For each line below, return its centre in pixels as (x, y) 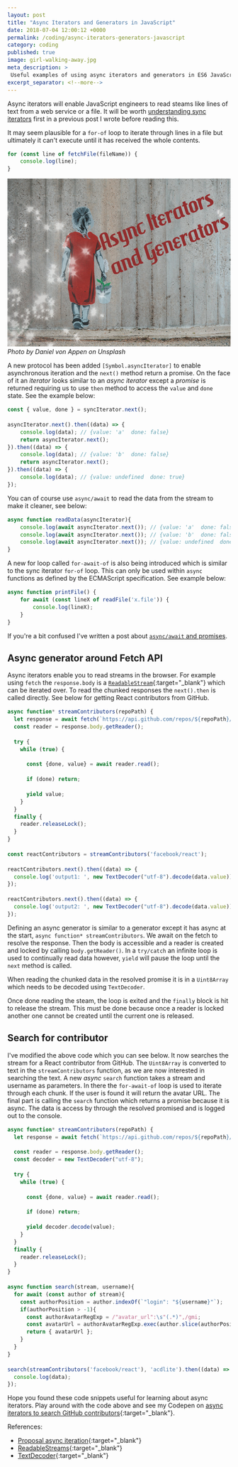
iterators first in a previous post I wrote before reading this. (93, 119)
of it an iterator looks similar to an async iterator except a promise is (107, 381)
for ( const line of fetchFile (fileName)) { (73, 154)
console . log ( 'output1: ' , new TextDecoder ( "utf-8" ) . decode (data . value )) (123, 877)
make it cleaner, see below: (47, 505)
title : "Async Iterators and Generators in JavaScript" (91, 22)
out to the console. (35, 1115)
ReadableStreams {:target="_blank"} (70, 1448)
